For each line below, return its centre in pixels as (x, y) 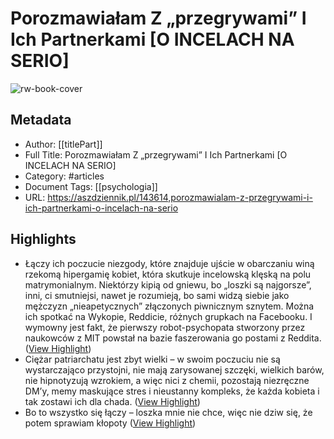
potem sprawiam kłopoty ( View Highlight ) (110, 423)
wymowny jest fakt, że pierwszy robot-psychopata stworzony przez (165, 327)
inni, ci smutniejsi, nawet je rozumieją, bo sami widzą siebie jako (157, 295)
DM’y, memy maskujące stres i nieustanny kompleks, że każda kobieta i (172, 391)
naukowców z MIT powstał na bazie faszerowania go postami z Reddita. (173, 338)
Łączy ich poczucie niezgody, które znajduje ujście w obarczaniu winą (169, 263)
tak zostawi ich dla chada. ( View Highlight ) (112, 401)
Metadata (41, 120)
